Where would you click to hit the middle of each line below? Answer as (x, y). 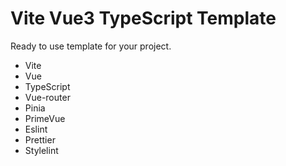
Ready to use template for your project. (91, 46)
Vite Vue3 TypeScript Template (143, 18)
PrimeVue (45, 118)
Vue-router (47, 97)
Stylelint (41, 150)
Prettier (40, 139)
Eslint (36, 129)
